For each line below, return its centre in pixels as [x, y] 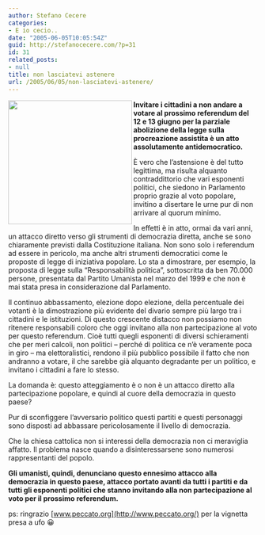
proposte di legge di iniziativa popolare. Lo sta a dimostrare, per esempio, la [132, 262]
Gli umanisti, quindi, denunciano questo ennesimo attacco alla [113, 473]
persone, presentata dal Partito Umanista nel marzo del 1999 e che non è [127, 278]
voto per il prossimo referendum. [63, 498]
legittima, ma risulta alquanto [180, 170]
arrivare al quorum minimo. [177, 212]
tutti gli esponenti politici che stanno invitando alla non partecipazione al [130, 490]
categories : [28, 23]
